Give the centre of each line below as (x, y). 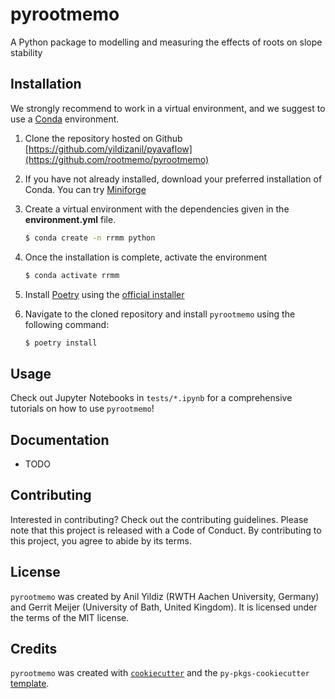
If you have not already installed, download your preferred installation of (173, 179)
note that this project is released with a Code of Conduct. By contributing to (166, 530)
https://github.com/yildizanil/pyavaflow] (110, 149)
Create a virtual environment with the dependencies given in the (157, 209)
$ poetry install (61, 343)
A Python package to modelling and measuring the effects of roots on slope (166, 42)
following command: (67, 324)
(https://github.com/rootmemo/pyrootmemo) (116, 159)
